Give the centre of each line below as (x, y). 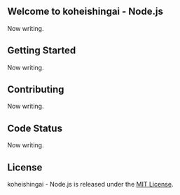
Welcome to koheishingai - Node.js (85, 12)
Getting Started (42, 51)
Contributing (36, 89)
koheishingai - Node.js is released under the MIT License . (90, 184)
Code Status (35, 128)
